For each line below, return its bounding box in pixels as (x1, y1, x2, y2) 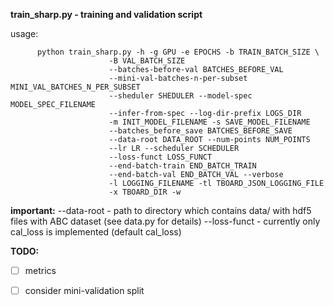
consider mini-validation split (24, 285, 145, 297)
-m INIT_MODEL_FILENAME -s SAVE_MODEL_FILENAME (108, 117, 311, 127)
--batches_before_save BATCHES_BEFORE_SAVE (108, 126, 293, 136)
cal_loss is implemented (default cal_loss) (10, 226, 182, 238)
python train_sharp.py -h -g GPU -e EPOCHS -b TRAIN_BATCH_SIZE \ (36, 47, 320, 57)
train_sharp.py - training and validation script (10, 9, 203, 20)
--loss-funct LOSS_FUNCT (108, 152, 213, 162)
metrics (24, 265, 57, 276)
